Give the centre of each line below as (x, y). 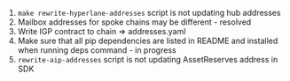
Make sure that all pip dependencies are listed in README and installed (148, 40)
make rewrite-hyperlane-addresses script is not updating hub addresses (149, 13)
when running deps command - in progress (97, 50)
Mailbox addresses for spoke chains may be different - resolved (134, 22)
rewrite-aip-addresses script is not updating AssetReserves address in (148, 59)
